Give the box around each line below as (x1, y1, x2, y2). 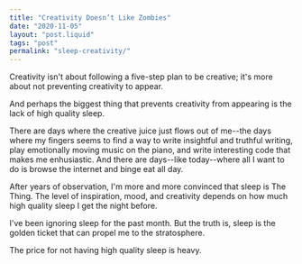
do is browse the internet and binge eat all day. (9, 164, 184, 175)
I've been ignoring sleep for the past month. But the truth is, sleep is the (9, 218, 277, 229)
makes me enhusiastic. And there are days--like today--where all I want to (9, 154, 286, 165)
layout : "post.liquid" (9, 30, 95, 39)
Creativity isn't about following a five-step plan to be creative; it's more (9, 71, 273, 82)
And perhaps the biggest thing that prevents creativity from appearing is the (9, 98, 292, 109)
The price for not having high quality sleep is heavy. (9, 245, 202, 256)
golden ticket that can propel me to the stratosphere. (9, 227, 206, 239)
